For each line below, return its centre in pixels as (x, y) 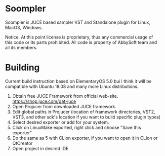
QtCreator (22, 143)
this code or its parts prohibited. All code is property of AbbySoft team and (81, 42)
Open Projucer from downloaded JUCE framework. (64, 106)
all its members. (21, 47)
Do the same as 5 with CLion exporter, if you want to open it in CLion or (85, 138)
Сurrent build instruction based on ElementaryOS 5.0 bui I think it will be (78, 81)
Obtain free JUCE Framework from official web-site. (65, 96)
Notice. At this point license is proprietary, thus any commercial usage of (79, 37)
